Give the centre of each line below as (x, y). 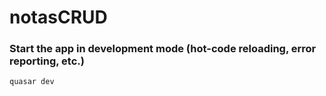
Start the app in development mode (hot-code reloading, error (163, 49)
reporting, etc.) (47, 61)
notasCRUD (58, 17)
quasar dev (32, 82)
